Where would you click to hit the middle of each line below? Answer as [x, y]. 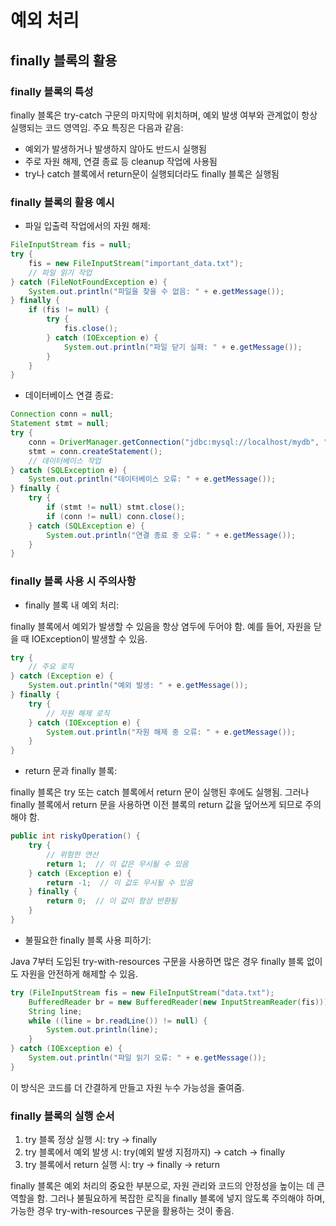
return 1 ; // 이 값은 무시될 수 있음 [117, 864]
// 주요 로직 [51, 667]
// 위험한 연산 [72, 854]
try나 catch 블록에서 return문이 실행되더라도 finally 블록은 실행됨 [152, 173]
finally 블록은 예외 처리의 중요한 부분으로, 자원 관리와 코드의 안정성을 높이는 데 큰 [167, 1186]
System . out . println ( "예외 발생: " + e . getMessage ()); [138, 686]
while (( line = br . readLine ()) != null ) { [118, 1021]
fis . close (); [90, 329]
